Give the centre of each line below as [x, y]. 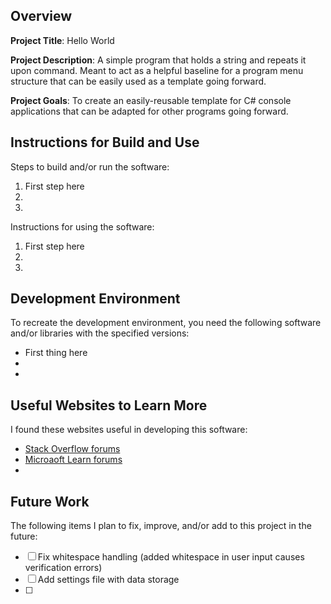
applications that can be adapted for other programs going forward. [149, 111]
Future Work [50, 501]
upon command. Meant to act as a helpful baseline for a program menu [157, 70]
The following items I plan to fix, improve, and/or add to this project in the [161, 526]
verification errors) [63, 568]
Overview [41, 16]
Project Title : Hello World [62, 40]
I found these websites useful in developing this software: [129, 430]
